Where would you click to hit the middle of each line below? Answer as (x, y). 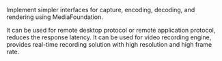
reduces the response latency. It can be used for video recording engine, (109, 37)
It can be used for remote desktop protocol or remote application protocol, (111, 30)
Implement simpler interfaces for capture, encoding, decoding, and (101, 10)
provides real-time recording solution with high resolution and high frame (109, 44)
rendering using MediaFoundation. (55, 17)
